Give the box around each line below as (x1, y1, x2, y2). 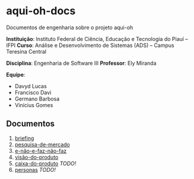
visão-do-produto (14, 153, 59, 161)
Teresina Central (6, 48, 46, 55)
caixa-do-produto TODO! (14, 159, 77, 167)
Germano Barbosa (14, 95, 60, 102)
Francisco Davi (14, 89, 52, 96)
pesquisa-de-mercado (14, 141, 70, 148)
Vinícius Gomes (14, 101, 53, 108)
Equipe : (6, 71, 26, 78)
